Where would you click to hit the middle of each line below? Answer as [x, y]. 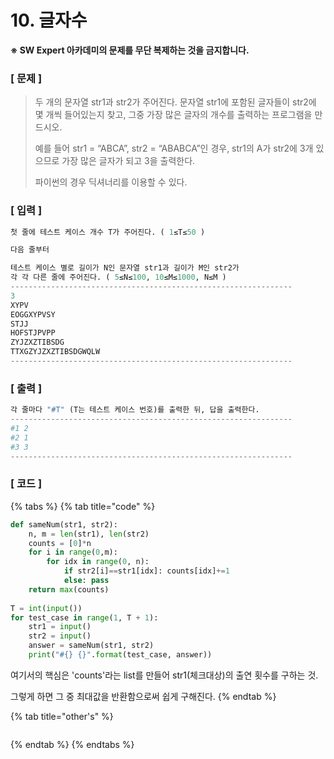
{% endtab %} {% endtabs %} [72, 744]
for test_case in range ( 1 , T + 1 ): [84, 617]
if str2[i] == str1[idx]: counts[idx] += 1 [146, 571]
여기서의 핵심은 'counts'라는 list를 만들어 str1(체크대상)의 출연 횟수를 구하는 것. [164, 675]
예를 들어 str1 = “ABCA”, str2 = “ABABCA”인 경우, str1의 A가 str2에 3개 [174, 148]
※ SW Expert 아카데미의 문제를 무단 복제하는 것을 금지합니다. [130, 50]
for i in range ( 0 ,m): [73, 552]
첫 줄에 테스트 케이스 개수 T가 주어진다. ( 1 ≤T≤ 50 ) [108, 232]
